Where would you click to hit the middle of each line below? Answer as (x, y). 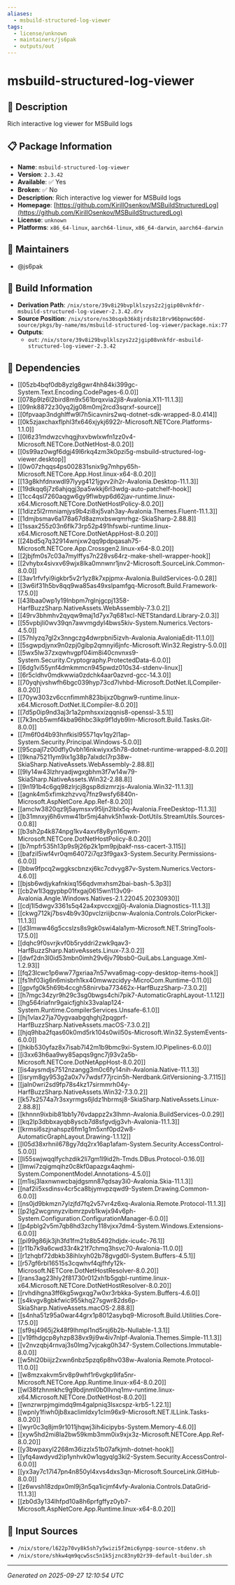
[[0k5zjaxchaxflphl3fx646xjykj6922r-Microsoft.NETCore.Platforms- (115, 422)
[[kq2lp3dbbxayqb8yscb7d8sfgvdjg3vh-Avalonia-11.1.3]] (98, 1122)
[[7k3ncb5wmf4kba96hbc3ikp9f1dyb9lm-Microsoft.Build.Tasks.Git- (114, 720)
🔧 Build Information (50, 288)
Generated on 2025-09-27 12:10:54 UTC (66, 1576)
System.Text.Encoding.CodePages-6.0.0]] (78, 392)
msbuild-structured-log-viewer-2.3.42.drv (80, 312)
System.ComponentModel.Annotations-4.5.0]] (84, 1174)
